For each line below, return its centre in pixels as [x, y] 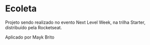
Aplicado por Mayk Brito [30, 37]
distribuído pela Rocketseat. [34, 27]
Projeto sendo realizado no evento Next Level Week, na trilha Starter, [75, 22]
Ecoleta [21, 9]
